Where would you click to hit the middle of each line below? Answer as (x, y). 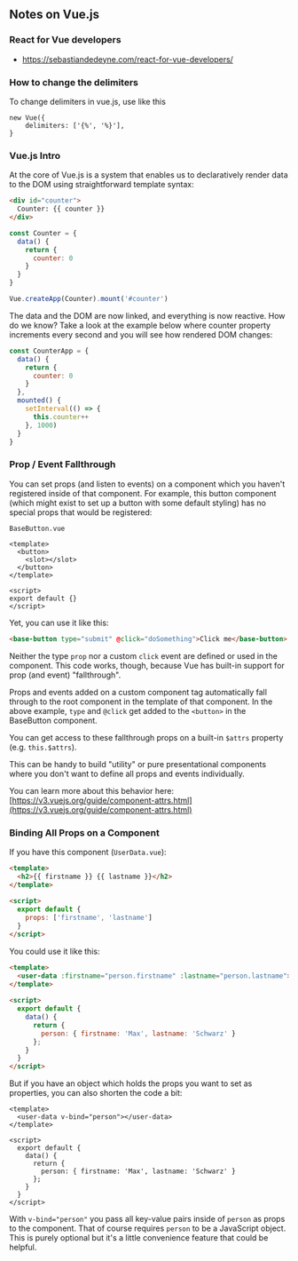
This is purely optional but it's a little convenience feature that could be (139, 1238)
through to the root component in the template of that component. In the (141, 702)
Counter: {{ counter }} (61, 209)
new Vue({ (27, 118)
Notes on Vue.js (55, 15)
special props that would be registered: (81, 512)
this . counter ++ (61, 416)
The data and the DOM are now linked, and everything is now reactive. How (147, 315)
